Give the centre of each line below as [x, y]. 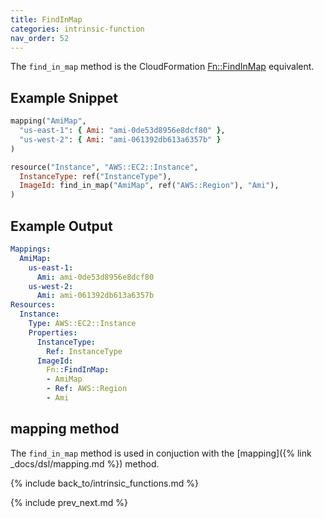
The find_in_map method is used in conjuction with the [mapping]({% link [161, 453]
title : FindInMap [46, 19]
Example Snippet [64, 97]
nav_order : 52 [40, 38]
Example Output [61, 226]
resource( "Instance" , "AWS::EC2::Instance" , [104, 167]
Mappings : [31, 249]
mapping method [65, 429]
